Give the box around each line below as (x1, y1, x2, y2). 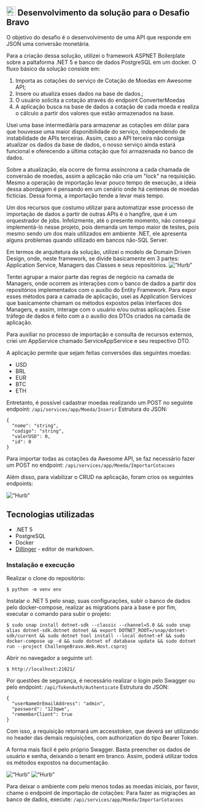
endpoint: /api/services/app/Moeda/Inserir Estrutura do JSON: (6, 405, 168, 413)
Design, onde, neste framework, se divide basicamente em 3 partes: (6, 255, 179, 262)
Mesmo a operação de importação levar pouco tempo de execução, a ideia (6, 178, 196, 186)
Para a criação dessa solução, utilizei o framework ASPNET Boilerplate (6, 52, 185, 59)
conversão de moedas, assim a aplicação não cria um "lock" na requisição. (6, 172, 196, 180)
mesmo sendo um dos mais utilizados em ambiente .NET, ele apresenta (6, 229, 187, 237)
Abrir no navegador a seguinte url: (6, 654, 93, 661)
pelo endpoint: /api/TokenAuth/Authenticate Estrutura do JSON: (6, 683, 169, 691)
